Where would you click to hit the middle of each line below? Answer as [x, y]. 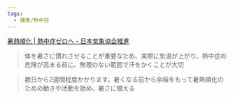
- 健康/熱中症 [31, 20]
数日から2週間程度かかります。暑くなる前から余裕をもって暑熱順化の [124, 79]
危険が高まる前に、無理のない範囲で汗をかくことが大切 [104, 64]
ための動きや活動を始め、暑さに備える [79, 88]
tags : [15, 14]
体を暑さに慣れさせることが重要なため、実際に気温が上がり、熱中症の [126, 56]
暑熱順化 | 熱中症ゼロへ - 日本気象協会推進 [68, 41]
